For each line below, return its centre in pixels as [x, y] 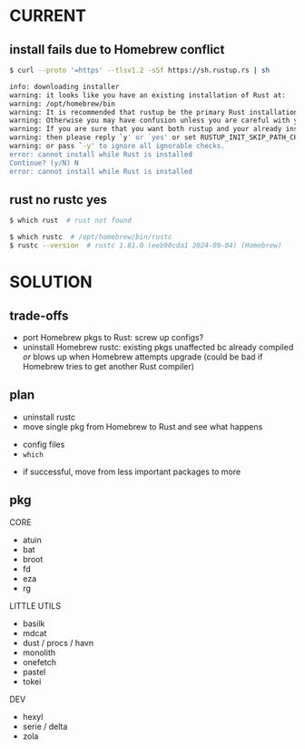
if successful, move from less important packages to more [132, 471]
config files [44, 444]
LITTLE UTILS [35, 605]
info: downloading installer [64, 86]
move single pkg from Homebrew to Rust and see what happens [143, 426]
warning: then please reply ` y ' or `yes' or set [103, 137]
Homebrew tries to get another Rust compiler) [108, 366]
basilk [34, 623]
